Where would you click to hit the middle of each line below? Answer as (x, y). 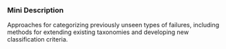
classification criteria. (38, 39)
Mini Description (35, 10)
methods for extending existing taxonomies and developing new (98, 32)
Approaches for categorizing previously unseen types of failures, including (113, 25)
